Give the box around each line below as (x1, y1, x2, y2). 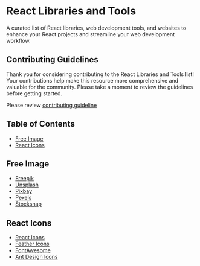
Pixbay (15, 188, 33, 195)
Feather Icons (15, 240, 50, 248)
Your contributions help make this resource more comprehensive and (6, 77, 179, 84)
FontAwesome (15, 247, 51, 254)
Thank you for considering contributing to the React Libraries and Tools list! (6, 71, 195, 78)
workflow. (6, 37, 31, 44)
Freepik (15, 175, 34, 182)
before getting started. (6, 89, 62, 97)
